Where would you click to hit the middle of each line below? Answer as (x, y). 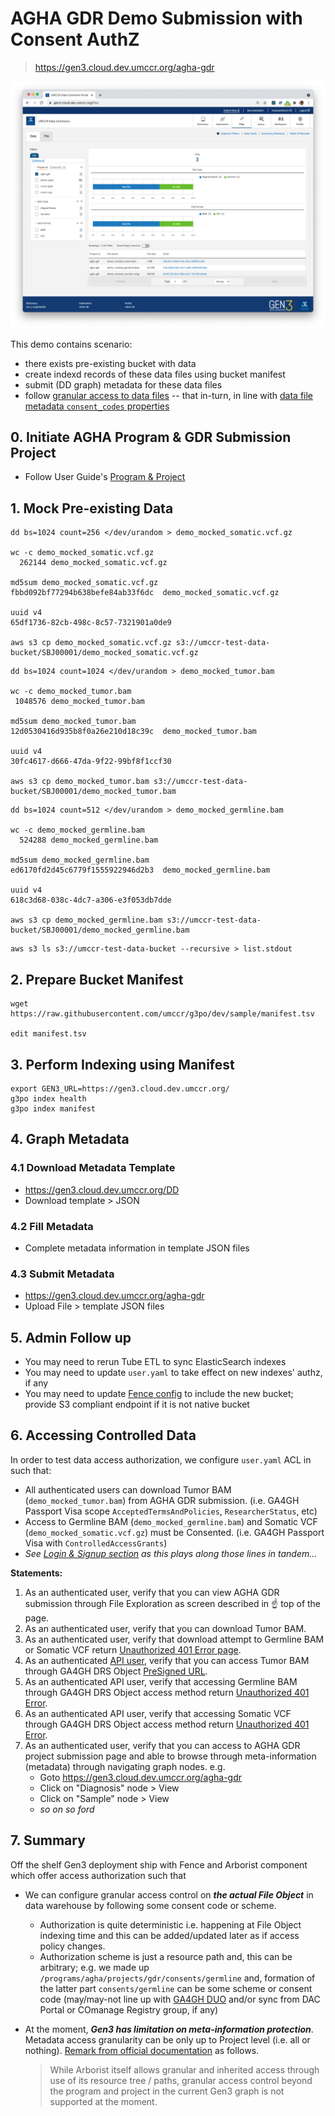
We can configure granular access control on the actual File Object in (169, 1894)
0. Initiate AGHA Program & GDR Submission (151, 437)
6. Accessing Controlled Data (103, 1435)
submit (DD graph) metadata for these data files (123, 384)
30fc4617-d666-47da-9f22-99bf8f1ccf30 (91, 762)
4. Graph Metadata (70, 1139)
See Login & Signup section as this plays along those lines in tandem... (171, 1553)
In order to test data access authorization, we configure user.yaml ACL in (161, 1459)
